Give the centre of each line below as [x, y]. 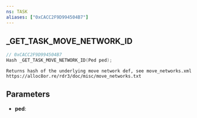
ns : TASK [17, 12]
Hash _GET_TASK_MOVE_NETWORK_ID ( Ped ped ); [59, 60]
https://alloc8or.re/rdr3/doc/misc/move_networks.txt [74, 76]
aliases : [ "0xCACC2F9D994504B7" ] [47, 17]
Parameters [28, 95]
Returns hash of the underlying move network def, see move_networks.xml [99, 71]
